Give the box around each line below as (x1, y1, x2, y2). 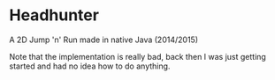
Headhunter (9, 5, 100, 25)
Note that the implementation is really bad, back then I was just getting (9, 51, 267, 62)
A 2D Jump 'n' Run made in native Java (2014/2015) (9, 34, 199, 45)
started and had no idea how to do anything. (9, 61, 171, 71)
